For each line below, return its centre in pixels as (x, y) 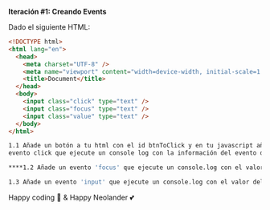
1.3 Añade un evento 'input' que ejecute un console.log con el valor (129, 182)
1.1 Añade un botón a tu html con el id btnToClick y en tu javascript (131, 146)
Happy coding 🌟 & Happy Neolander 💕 (72, 197)
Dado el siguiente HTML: (49, 27)
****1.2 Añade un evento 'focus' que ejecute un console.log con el (125, 168)
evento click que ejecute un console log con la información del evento (133, 153)
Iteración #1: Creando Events (57, 12)
